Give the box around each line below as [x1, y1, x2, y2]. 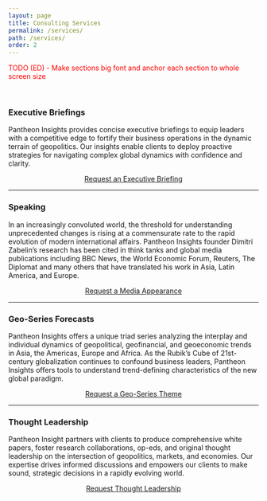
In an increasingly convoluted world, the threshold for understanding [8, 220, 233, 229]
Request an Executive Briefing [84, 174, 183, 184]
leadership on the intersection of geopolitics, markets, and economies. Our [8, 452, 253, 461]
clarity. [8, 159, 31, 168]
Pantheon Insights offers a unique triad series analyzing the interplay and [8, 331, 248, 341]
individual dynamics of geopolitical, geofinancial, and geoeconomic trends [8, 340, 252, 350]
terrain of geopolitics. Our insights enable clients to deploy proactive [8, 142, 233, 151]
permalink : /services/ [8, 26, 83, 34]
